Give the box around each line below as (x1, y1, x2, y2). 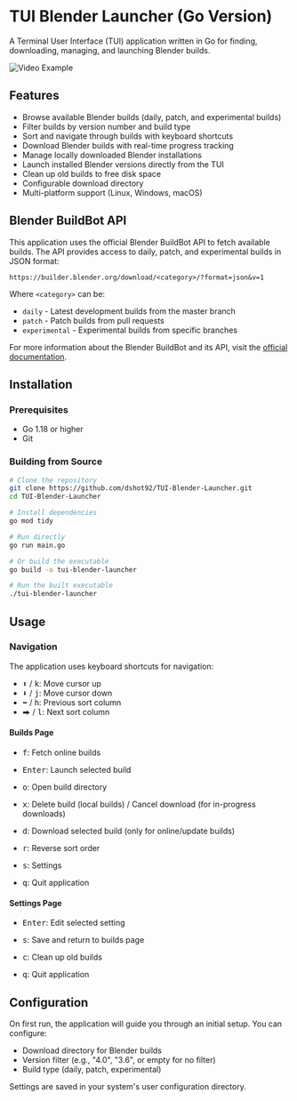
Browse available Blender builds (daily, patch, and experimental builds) (21, 111, 282, 122)
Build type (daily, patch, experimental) (21, 1065, 162, 1075)
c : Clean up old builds (21, 952, 102, 962)
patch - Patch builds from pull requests (21, 315, 165, 325)
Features (9, 88, 60, 103)
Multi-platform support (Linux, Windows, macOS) (21, 187, 203, 197)
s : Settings (21, 860, 62, 871)
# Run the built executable (9, 581, 114, 591)
